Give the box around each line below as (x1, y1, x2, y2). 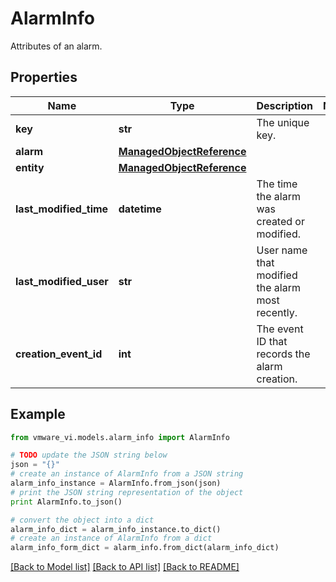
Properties (10, 69, 78, 86)
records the (256, 347, 311, 361)
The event (256, 322, 304, 336)
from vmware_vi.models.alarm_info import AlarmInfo (10, 432, 230, 442)
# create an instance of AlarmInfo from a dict (10, 533, 213, 544)
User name (256, 243, 308, 257)
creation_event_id (15, 347, 103, 361)
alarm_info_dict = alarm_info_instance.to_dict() (10, 524, 222, 534)
